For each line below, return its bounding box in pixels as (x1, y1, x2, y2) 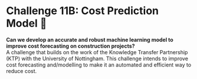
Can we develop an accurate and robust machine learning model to (6, 36, 174, 43)
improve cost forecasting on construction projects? (6, 42, 135, 50)
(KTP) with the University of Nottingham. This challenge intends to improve (6, 55, 189, 62)
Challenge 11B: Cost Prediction (6, 4, 159, 18)
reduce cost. (6, 67, 37, 74)
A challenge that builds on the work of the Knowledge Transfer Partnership (6, 48, 188, 55)
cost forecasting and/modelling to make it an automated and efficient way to (6, 61, 192, 68)
